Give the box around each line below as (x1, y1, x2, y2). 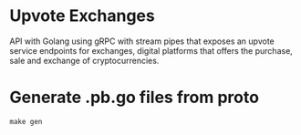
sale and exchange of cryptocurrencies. (9, 55, 160, 66)
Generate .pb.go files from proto (9, 88, 260, 108)
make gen (9, 117, 43, 126)
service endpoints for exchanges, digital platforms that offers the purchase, (9, 45, 294, 56)
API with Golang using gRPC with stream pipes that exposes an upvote (9, 36, 275, 47)
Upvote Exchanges (9, 5, 155, 26)
